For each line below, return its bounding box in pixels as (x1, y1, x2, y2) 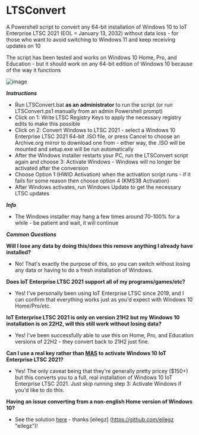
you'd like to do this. (14, 386, 65, 393)
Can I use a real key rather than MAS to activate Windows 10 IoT (6, 349, 166, 356)
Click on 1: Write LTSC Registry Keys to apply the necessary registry (14, 114, 182, 121)
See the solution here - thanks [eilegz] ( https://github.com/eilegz (14, 415, 174, 423)
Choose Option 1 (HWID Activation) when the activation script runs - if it (14, 170, 191, 178)
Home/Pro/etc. (14, 302, 52, 309)
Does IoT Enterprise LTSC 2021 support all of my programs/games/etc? (6, 278, 185, 285)
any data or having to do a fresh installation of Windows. (14, 266, 153, 274)
